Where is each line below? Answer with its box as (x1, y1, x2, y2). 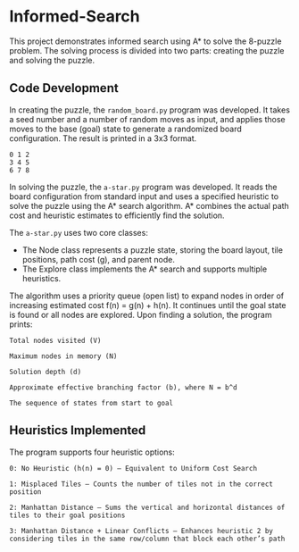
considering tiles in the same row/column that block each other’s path (9, 534, 286, 543)
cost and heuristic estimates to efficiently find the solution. (9, 210, 225, 221)
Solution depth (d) (9, 367, 82, 376)
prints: (9, 319, 33, 330)
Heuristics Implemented (9, 422, 146, 439)
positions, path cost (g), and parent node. (21, 254, 176, 264)
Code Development (9, 80, 119, 96)
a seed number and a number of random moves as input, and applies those (9, 113, 286, 124)
